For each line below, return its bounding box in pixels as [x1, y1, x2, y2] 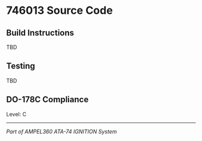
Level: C [6, 110, 27, 117]
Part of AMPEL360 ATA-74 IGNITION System [6, 128, 117, 135]
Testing [6, 61, 35, 71]
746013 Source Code [6, 4, 113, 17]
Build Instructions [6, 28, 75, 38]
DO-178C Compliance [6, 95, 89, 105]
